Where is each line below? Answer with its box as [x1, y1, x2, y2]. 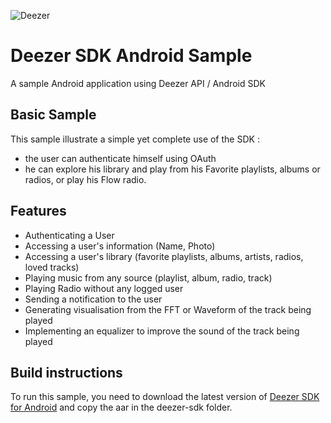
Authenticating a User [24, 229, 115, 241]
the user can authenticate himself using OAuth [24, 152, 217, 164]
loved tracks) [24, 261, 80, 273]
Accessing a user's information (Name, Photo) [24, 240, 216, 252]
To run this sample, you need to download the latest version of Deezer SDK [10, 391, 320, 403]
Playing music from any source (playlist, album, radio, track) [24, 271, 273, 284]
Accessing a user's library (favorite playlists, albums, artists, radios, [24, 250, 304, 262]
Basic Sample [10, 106, 97, 124]
